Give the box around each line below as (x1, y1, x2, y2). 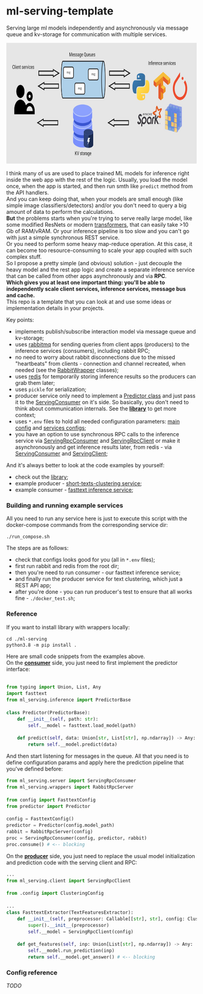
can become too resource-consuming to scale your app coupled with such (6, 247, 192, 254)
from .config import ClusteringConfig (6, 890, 104, 897)
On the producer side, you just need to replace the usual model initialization (6, 852, 195, 859)
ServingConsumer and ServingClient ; (14, 450, 108, 457)
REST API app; (14, 582, 51, 589)
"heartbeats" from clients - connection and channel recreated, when (14, 360, 186, 367)
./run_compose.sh (6, 534, 50, 540)
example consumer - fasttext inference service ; (14, 486, 134, 493)
